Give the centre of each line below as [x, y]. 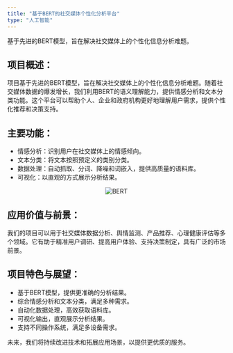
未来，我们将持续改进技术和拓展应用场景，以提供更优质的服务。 [98, 342]
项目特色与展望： [44, 275]
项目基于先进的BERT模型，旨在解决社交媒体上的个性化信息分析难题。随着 [112, 83]
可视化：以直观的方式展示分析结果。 [69, 178]
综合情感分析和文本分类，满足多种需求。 [75, 301]
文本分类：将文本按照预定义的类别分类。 [75, 160]
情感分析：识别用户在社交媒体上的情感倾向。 [81, 151]
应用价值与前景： [44, 215]
